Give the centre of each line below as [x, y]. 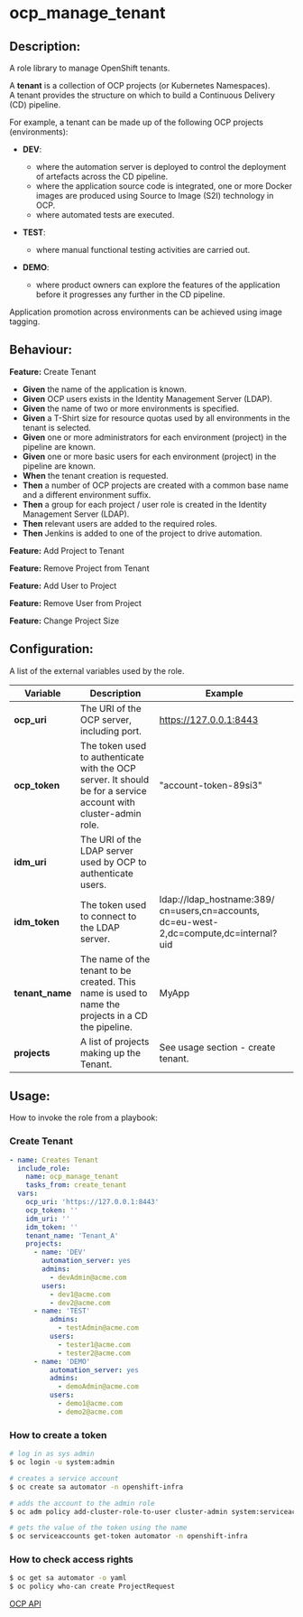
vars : [28, 1194]
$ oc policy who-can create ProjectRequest [92, 1587]
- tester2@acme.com [94, 1353]
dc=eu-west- [189, 921]
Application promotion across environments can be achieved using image [146, 312]
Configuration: [51, 649]
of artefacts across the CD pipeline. [102, 176]
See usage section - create [217, 1047]
